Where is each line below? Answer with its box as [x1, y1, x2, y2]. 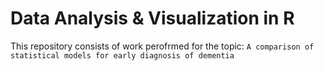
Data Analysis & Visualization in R [10, 7, 295, 30]
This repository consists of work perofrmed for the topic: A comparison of [10, 40, 315, 52]
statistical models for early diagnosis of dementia [10, 50, 235, 61]
